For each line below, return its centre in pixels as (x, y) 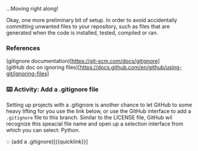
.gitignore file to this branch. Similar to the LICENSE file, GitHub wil (89, 117)
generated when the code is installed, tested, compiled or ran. (82, 33)
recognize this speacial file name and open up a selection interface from (95, 124)
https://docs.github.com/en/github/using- (131, 67)
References (23, 48)
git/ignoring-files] (28, 74)
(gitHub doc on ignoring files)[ (43, 67)
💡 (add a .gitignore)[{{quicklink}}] (47, 141)
